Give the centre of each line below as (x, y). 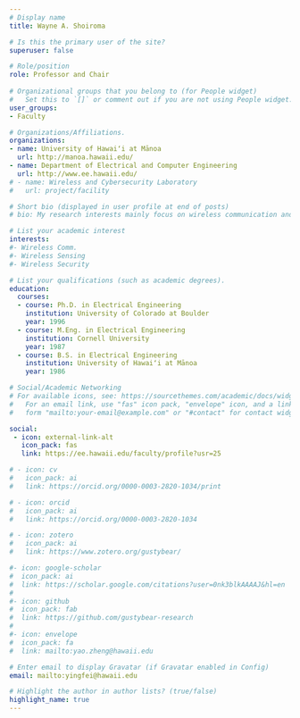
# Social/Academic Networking (66, 388)
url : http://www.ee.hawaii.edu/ (78, 174)
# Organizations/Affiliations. (67, 132)
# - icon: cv (33, 470)
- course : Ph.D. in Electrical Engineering (99, 305)
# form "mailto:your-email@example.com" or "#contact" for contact (142, 413)
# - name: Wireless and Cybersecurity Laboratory (104, 182)
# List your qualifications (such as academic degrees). (117, 280)
